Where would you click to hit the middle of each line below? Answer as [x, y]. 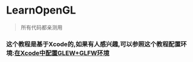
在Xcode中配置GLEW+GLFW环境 [62, 53]
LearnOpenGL [41, 10]
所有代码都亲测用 [41, 27]
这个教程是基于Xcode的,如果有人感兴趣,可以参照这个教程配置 [94, 44]
